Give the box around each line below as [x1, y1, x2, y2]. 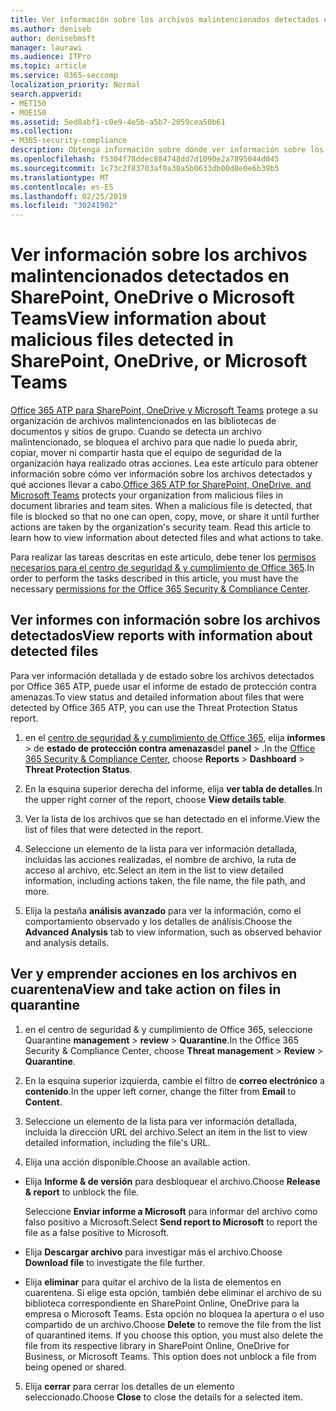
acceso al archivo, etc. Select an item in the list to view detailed [24, 864, 284, 876]
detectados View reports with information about [10, 627, 313, 645]
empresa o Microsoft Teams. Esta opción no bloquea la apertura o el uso [24, 1307, 325, 1320]
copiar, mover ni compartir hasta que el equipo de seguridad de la [10, 447, 282, 459]
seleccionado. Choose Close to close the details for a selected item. [24, 1391, 303, 1403]
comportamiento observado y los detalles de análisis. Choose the [24, 915, 293, 927]
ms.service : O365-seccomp [10, 71, 118, 81]
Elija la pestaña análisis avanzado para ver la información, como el [24, 904, 302, 916]
